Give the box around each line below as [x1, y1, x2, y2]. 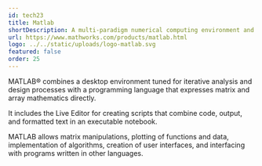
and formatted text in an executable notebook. [8, 117, 158, 126]
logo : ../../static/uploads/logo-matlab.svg [8, 41, 156, 49]
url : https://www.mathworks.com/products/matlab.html [8, 33, 188, 41]
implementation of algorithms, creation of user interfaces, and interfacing [8, 140, 246, 150]
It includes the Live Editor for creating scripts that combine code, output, [8, 108, 243, 117]
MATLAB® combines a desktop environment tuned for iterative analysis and [8, 76, 253, 86]
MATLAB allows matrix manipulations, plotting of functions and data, [8, 132, 229, 141]
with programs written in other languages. [8, 148, 144, 157]
